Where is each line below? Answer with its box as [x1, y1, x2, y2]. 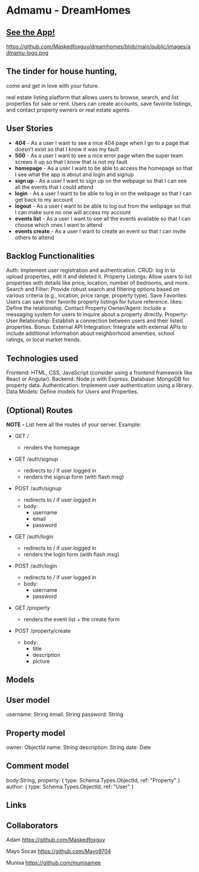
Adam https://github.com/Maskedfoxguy [6, 836, 106, 844]
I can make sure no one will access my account [14, 208, 131, 215]
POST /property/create [14, 627, 71, 635]
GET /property [14, 604, 50, 611]
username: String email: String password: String [6, 711, 124, 718]
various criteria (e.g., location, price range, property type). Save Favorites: [6, 292, 188, 299]
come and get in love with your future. [6, 82, 100, 89]
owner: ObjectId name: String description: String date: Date [6, 744, 151, 751]
